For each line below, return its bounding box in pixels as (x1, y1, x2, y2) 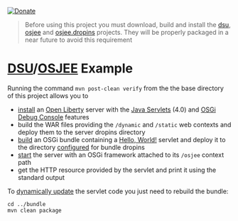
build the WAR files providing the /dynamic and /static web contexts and (17, 120, 232, 129)
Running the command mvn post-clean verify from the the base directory (7, 84, 224, 92)
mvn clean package (7, 207, 62, 214)
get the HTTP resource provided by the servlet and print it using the (17, 166, 217, 174)
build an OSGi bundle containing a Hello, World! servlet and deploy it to (17, 135, 226, 144)
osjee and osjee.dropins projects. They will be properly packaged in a (24, 28, 229, 36)
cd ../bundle (7, 200, 46, 207)
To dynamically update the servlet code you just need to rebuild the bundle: (7, 187, 229, 195)
